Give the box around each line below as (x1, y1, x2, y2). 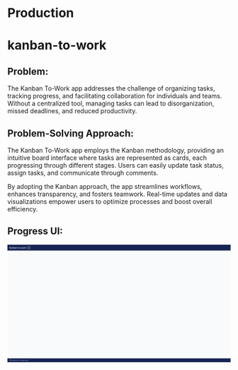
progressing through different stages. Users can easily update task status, (7, 161, 225, 169)
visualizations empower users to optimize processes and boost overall (7, 197, 212, 206)
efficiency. (7, 205, 38, 213)
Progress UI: (7, 225, 64, 238)
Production (7, 5, 74, 21)
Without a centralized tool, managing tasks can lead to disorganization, (7, 99, 215, 108)
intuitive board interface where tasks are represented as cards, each (7, 154, 208, 162)
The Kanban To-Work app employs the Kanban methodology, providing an (7, 146, 225, 154)
